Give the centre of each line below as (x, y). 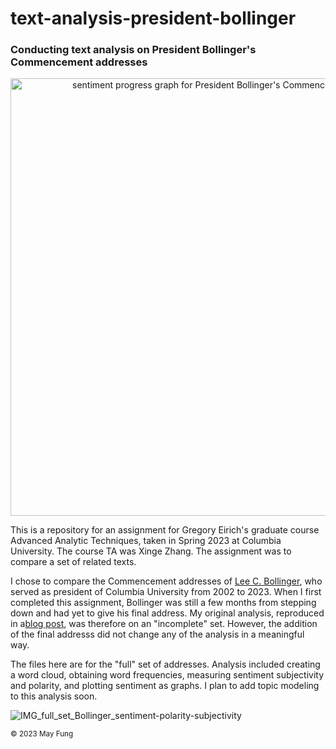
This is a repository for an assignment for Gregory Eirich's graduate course (165, 530)
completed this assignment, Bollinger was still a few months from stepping (163, 603)
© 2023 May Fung (42, 734)
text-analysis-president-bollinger (153, 18)
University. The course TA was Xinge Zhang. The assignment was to (151, 551)
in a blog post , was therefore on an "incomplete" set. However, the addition (164, 624)
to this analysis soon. (54, 696)
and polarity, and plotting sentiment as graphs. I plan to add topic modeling (165, 686)
